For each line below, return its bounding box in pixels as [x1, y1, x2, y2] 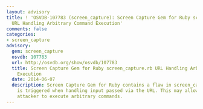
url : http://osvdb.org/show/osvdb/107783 [11, 59, 118, 65]
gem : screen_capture [11, 48, 63, 54]
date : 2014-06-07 [11, 76, 56, 82]
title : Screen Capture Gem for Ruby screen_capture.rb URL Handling [11, 65, 188, 71]
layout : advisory [6, 8, 50, 15]
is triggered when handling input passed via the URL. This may [17, 88, 182, 94]
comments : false [6, 25, 47, 32]
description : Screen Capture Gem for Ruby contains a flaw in [11, 82, 172, 88]
